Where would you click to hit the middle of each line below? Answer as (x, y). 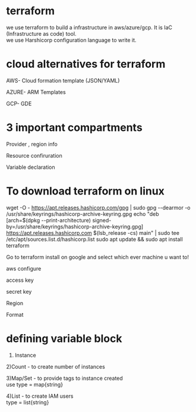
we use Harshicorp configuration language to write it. (71, 40)
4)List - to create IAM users (40, 396)
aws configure (24, 268)
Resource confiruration (34, 155)
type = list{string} (28, 402)
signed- (102, 220)
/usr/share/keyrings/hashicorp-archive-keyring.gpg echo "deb (83, 214)
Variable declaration (31, 167)
